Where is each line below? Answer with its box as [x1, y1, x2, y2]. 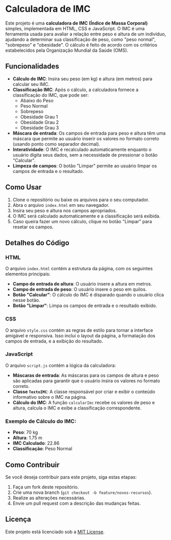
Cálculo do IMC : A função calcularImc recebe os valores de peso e [12, 399, 155, 405]
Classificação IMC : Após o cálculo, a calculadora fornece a [12, 87, 139, 93]
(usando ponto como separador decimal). [12, 141, 101, 147]
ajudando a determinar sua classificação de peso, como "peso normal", [5, 36, 156, 42]
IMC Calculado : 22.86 [12, 440, 60, 446]
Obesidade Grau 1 [20, 114, 58, 120]
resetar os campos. [12, 224, 54, 230]
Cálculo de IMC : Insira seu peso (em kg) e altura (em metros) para [12, 75, 153, 82]
